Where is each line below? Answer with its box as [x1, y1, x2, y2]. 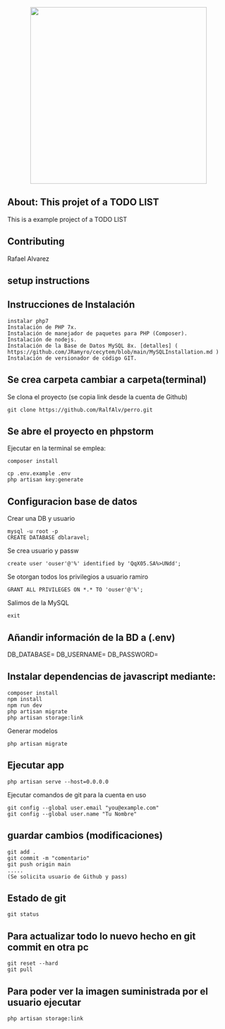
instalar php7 [7, 317, 49, 324]
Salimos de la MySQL [7, 599, 69, 607]
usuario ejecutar [7, 996, 81, 1009]
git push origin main [7, 861, 71, 868]
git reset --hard [7, 960, 59, 968]
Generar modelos [7, 727, 58, 735]
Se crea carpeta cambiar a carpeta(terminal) [7, 374, 207, 386]
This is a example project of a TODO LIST [7, 215, 128, 223]
